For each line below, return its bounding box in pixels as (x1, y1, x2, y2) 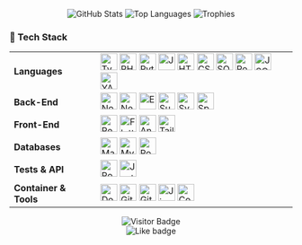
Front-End (13, 118, 60, 131)
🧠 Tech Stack (9, 31, 68, 43)
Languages (13, 66, 63, 78)
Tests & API (13, 163, 65, 176)
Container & (13, 182, 67, 195)
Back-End (13, 96, 58, 109)
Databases (13, 141, 61, 153)
